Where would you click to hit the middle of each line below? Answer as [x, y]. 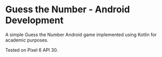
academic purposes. [27, 40]
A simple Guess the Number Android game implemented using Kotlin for [81, 34]
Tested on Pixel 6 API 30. [32, 50]
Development [34, 20]
